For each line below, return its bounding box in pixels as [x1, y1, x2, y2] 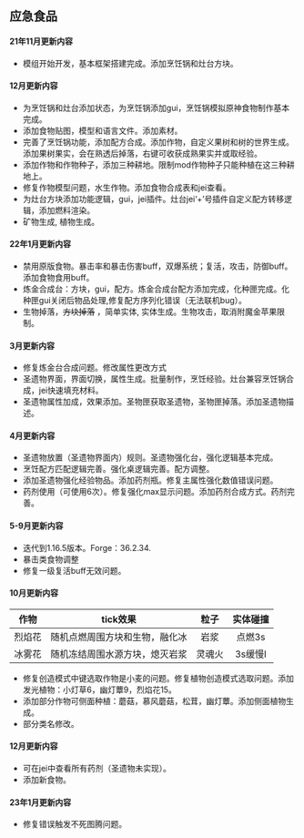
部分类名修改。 [22, 718, 79, 729]
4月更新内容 [9, 430, 56, 441]
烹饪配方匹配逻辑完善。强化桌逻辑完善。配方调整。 [22, 464, 215, 475]
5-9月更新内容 [9, 520, 64, 531]
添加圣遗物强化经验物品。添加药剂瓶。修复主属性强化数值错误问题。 [22, 475, 279, 485]
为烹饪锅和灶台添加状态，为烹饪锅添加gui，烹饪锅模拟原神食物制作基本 [22, 102, 290, 113]
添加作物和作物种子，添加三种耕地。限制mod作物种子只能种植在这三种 [22, 158, 288, 170]
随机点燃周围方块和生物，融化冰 [50, 630, 188, 643]
